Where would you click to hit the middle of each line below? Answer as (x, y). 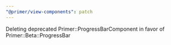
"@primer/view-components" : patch (49, 12)
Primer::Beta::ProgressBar (38, 35)
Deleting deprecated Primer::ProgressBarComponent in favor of (85, 29)
